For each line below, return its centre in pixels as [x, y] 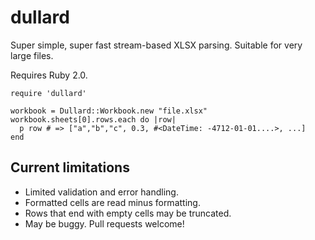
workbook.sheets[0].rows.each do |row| [93, 119]
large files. [32, 55]
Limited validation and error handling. [101, 192]
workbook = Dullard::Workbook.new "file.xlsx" [109, 111]
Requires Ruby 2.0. [49, 75]
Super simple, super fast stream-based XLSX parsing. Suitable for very [156, 45]
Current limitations [70, 167]
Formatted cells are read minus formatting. [112, 202]
